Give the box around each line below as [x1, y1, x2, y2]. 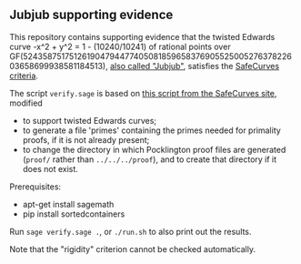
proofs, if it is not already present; [22, 134, 150, 145]
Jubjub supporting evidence [9, 7, 174, 23]
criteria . [9, 70, 39, 81]
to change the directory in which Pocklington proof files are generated [22, 144, 286, 155]
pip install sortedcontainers [22, 208, 125, 219]
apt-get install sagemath [22, 198, 115, 209]
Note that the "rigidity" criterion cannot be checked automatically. [9, 243, 256, 254]
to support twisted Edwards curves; [22, 115, 157, 126]
